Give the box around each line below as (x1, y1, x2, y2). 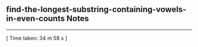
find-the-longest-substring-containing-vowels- (6, 5, 187, 15)
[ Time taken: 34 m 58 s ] (6, 34, 68, 41)
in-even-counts (6, 14, 65, 24)
